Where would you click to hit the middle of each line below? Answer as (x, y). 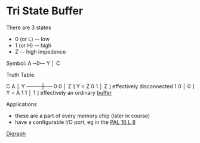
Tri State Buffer (45, 11)
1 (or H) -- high (33, 45)
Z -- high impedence (40, 51)
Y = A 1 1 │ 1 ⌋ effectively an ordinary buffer (59, 92)
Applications (21, 104)
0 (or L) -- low (32, 39)
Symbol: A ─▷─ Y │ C (33, 63)
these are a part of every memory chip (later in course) (82, 116)
